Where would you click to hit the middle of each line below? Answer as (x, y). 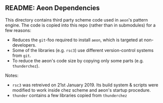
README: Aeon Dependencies (52, 8)
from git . (22, 55)
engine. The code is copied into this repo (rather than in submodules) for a (81, 25)
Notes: (12, 75)
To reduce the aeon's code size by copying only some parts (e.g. (78, 60)
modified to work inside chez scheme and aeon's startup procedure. (81, 90)
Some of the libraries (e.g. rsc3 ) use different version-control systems (83, 50)
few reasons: (18, 30)
